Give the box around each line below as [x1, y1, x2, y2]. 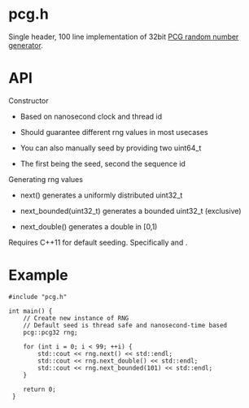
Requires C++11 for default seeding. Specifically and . [8, 237, 188, 247]
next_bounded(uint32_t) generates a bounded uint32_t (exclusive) [20, 206, 242, 215]
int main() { [8, 306, 53, 315]
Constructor [8, 95, 49, 106]
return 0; [23, 385, 57, 393]
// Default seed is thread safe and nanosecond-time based [23, 321, 228, 329]
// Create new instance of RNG [23, 314, 129, 322]
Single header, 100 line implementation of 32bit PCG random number [8, 32, 239, 41]
